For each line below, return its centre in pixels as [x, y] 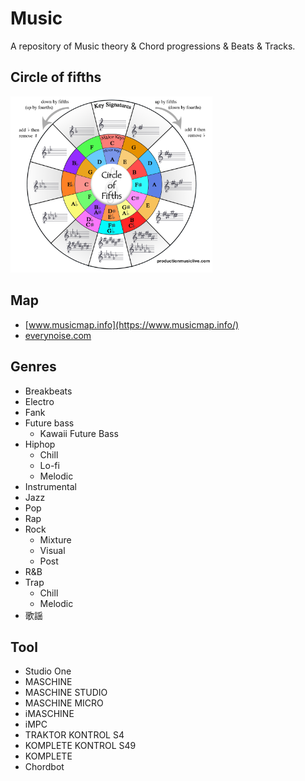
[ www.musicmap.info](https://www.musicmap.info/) [132, 324]
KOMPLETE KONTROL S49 [80, 746]
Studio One [48, 671]
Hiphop [40, 444]
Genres [33, 367]
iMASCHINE [49, 714]
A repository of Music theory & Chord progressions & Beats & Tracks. [153, 46]
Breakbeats [48, 391]
